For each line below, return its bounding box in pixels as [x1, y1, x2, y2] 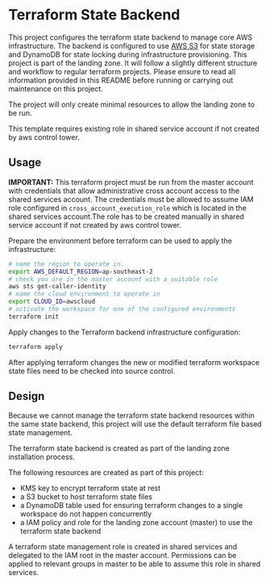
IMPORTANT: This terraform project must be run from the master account [8, 177, 254, 187]
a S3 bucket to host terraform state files [19, 492, 153, 502]
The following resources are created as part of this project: [8, 468, 204, 477]
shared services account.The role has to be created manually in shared [8, 212, 244, 221]
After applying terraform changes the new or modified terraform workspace [8, 357, 260, 367]
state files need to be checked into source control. [8, 366, 176, 376]
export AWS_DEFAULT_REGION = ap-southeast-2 [8, 267, 153, 275]
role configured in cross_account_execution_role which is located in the [8, 203, 247, 212]
